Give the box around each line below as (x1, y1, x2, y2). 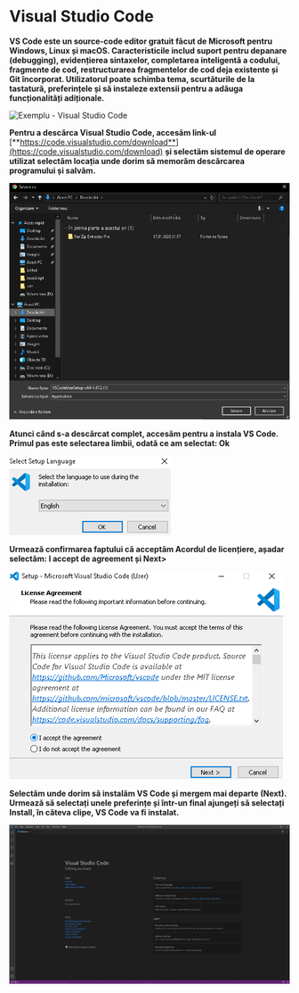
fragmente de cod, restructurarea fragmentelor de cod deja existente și (9, 64, 279, 75)
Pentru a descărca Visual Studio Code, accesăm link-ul (9, 127, 216, 137)
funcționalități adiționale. (9, 92, 105, 103)
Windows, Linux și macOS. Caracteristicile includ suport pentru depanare (9, 45, 287, 55)
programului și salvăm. (9, 165, 96, 176)
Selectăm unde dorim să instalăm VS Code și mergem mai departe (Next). (9, 788, 287, 799)
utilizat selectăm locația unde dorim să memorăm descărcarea (9, 155, 245, 166)
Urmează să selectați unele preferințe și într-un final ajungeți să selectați (9, 797, 285, 808)
